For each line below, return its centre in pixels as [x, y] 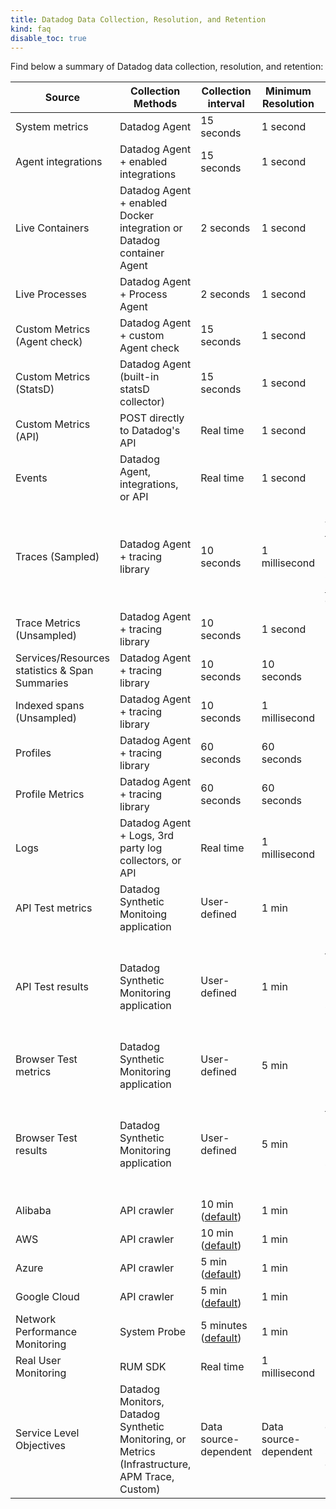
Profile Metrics [50, 794]
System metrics [52, 127]
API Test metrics [54, 908]
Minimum [288, 91]
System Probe [153, 1332]
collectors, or [150, 861]
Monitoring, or [153, 1439]
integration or [151, 228]
